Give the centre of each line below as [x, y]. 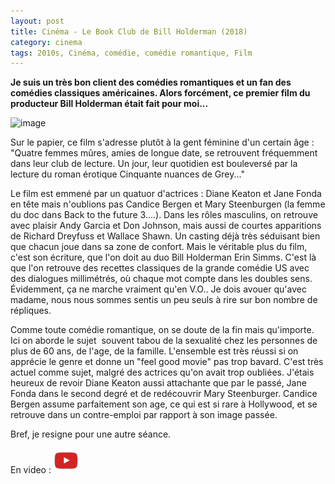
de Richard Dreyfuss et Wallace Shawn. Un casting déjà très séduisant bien [165, 236]
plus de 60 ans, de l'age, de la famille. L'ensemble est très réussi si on [154, 351]
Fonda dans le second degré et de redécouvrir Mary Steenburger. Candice [164, 394]
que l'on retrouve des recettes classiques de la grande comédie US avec [160, 268]
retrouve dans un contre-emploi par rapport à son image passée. [144, 415]
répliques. [31, 311]
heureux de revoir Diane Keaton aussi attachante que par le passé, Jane [158, 383]
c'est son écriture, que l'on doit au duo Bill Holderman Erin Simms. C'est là [163, 257]
